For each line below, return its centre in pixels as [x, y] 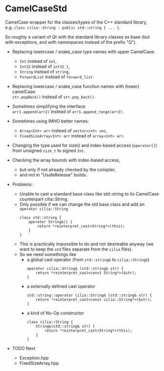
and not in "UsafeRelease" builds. [53, 174]
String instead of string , [45, 71]
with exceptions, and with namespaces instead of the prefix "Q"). [71, 42]
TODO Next [24, 348]
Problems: [22, 184]
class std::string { [40, 217]
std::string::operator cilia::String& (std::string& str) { [89, 295]
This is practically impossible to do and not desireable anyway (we [86, 244]
